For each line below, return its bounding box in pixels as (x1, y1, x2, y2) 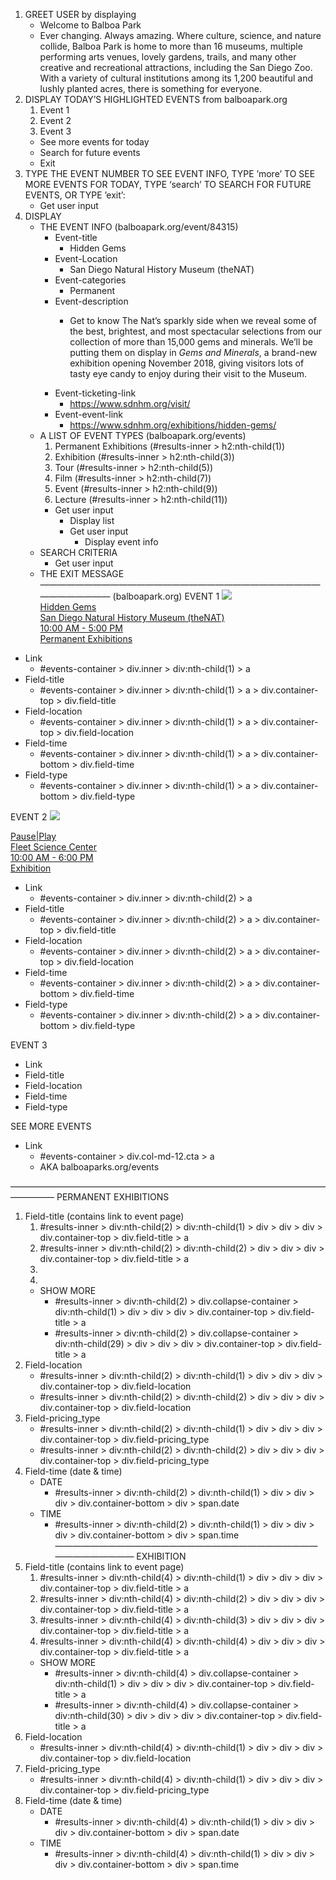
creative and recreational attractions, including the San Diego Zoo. (39, 62, 313, 73)
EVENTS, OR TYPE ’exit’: (24, 189, 126, 201)
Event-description (54, 295, 129, 307)
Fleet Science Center (10, 841, 97, 853)
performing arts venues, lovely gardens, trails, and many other (39, 51, 297, 63)
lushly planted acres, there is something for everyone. (39, 83, 262, 94)
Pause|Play (10, 830, 57, 842)
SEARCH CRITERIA (39, 547, 118, 558)
